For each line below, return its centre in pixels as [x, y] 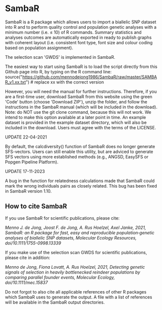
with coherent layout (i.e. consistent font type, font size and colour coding [79, 42]
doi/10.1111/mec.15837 [26, 282]
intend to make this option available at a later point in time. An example [76, 117]
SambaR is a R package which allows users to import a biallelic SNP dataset [81, 22]
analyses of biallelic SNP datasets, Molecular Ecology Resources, [71, 238]
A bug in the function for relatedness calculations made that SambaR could [80, 181]
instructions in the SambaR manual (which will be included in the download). [81, 107]
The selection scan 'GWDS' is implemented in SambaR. [60, 57]
